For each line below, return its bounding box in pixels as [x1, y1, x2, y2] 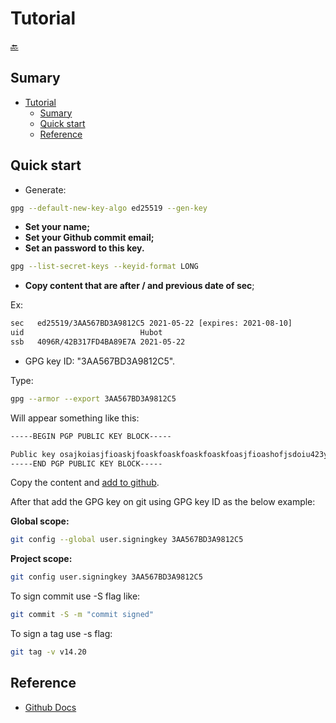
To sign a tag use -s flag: [10, 628, 113, 640]
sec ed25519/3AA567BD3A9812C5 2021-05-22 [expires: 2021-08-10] [10, 318, 293, 329]
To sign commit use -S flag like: [10, 590, 141, 602]
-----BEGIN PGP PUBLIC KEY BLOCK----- [10, 431, 172, 441]
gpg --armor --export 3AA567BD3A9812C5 [10, 393, 177, 404]
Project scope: [10, 553, 73, 565]
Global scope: [10, 515, 70, 527]
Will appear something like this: [10, 412, 140, 424]
